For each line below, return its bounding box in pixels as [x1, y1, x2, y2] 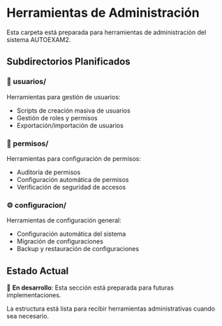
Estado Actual [6, 264, 69, 277]
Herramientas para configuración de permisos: [6, 154, 141, 162]
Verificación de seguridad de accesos [16, 183, 126, 191]
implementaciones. [6, 291, 61, 299]
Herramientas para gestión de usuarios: [6, 92, 121, 101]
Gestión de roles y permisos [16, 113, 98, 122]
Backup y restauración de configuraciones [16, 245, 140, 253]
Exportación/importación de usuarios [16, 121, 124, 129]
